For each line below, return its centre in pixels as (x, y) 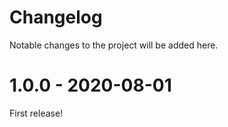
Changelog (56, 17)
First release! (36, 113)
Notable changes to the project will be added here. (114, 45)
